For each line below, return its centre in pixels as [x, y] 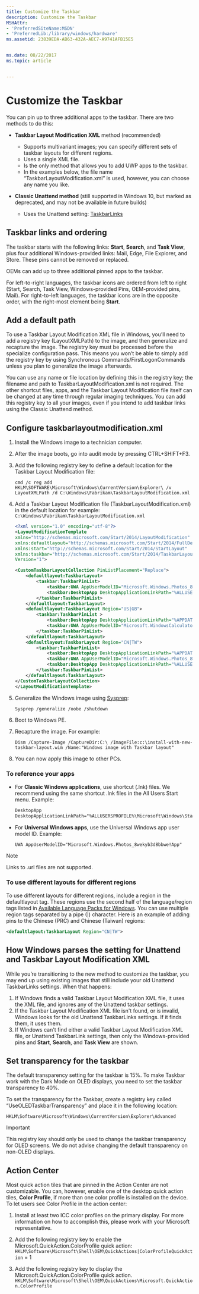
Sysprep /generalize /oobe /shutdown [61, 709]
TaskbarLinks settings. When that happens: [59, 986]
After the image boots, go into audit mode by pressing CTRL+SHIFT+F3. [102, 454]
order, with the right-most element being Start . [63, 302]
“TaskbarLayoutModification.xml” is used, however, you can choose [106, 178]
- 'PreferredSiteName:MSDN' [41, 28]
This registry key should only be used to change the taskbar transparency [96, 1139]
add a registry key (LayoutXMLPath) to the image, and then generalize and [97, 341]
